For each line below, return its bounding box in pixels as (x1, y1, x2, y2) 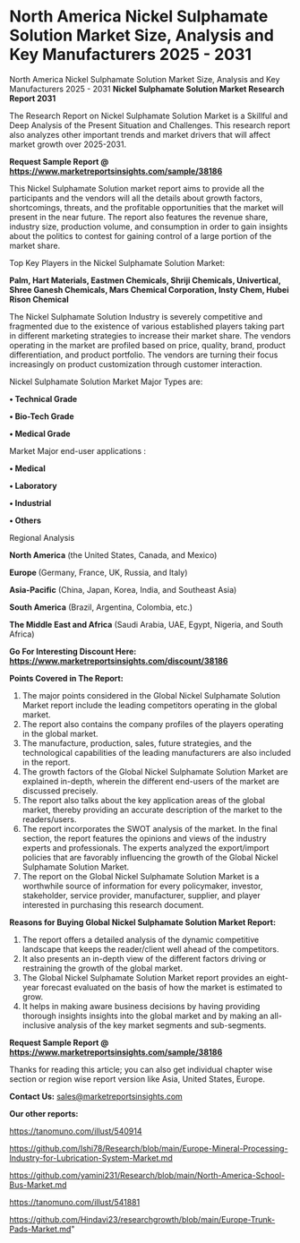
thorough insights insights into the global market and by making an (21, 1010, 269, 1021)
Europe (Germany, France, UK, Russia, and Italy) (9, 567, 188, 578)
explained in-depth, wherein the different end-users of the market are (21, 776, 279, 786)
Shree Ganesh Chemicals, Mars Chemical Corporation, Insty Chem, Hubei (9, 284, 289, 295)
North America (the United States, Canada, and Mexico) (9, 549, 218, 561)
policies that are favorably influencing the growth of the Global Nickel (21, 852, 279, 862)
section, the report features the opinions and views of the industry (21, 833, 267, 844)
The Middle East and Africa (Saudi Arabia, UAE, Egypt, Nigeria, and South (9, 619, 284, 630)
